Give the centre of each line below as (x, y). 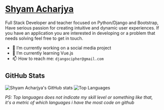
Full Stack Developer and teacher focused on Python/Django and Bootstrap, (82, 23)
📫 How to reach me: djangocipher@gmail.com (58, 58)
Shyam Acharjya (39, 9)
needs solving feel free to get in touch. (44, 38)
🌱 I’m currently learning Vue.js (43, 53)
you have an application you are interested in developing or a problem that (80, 33)
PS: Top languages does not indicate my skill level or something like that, (79, 97)
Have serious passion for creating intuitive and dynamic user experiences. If (82, 27)
